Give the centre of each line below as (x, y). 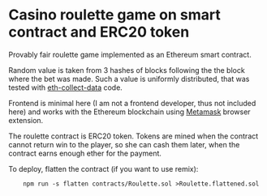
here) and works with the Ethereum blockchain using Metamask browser (129, 112)
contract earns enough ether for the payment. (85, 153)
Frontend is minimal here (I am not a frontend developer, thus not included (132, 103)
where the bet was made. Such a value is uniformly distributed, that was (129, 79)
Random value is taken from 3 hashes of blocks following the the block (127, 70)
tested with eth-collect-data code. (66, 87)
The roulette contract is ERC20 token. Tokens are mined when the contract (133, 136)
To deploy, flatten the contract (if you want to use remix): (103, 168)
